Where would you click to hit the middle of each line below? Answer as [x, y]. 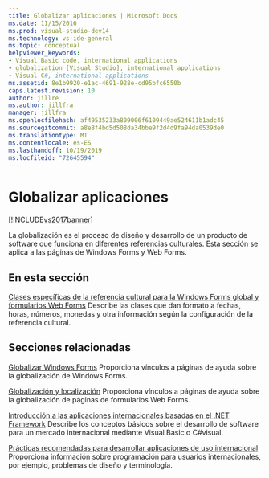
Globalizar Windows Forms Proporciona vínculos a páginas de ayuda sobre [132, 367]
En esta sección [49, 278]
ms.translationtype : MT [48, 135]
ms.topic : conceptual [45, 46]
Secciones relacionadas [69, 347]
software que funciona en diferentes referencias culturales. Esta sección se [133, 244]
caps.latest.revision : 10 [51, 90]
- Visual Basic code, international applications [93, 61]
